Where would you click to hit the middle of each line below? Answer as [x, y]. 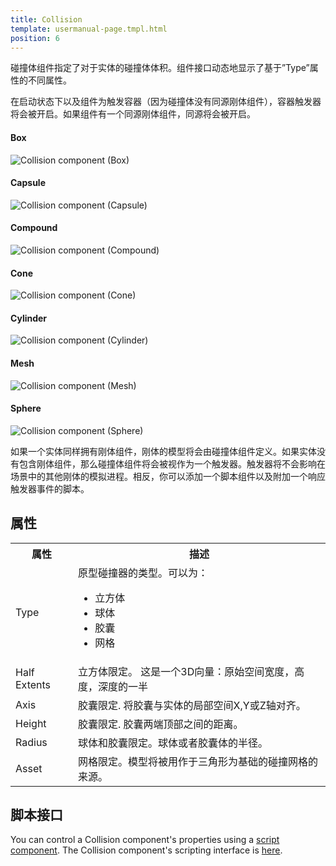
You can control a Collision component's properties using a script [145, 840]
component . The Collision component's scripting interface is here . [146, 850]
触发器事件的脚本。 [50, 488]
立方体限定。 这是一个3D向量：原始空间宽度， [186, 671]
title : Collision [46, 19]
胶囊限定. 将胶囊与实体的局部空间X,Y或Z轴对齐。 [192, 705]
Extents [33, 684]
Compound [34, 228]
